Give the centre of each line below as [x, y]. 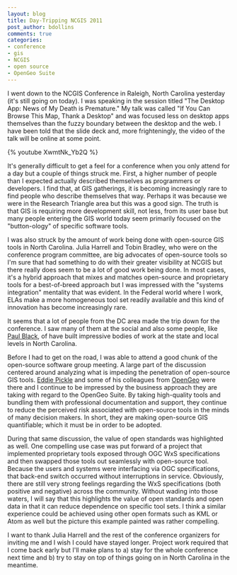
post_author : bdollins [41, 27]
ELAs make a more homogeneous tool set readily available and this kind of [116, 300]
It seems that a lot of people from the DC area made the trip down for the [114, 321]
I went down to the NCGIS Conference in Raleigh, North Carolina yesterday [116, 93]
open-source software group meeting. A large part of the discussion [107, 364]
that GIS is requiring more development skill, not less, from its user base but [118, 211]
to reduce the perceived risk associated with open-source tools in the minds [118, 410]
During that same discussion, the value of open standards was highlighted [116, 438]
